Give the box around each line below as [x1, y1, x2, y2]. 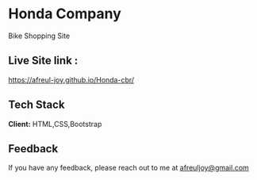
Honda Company [8, 5, 121, 23]
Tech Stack [8, 98, 65, 112]
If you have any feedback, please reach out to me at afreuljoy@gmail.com [8, 163, 250, 173]
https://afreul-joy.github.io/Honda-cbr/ [8, 75, 135, 84]
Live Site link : [8, 54, 79, 67]
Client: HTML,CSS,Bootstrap [8, 119, 102, 128]
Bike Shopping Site [8, 31, 70, 40]
